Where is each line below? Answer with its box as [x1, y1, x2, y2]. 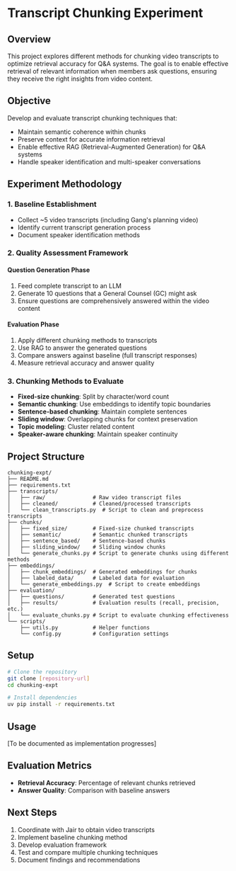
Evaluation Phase [7, 320, 60, 329]
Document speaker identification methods [17, 230, 140, 239]
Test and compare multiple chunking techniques [17, 848, 158, 856]
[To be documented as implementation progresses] [7, 739, 157, 748]
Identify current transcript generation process [17, 223, 151, 232]
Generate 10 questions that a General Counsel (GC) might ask [17, 289, 197, 297]
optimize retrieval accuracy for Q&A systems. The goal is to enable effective [7, 59, 229, 68]
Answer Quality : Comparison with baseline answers [17, 786, 170, 795]
